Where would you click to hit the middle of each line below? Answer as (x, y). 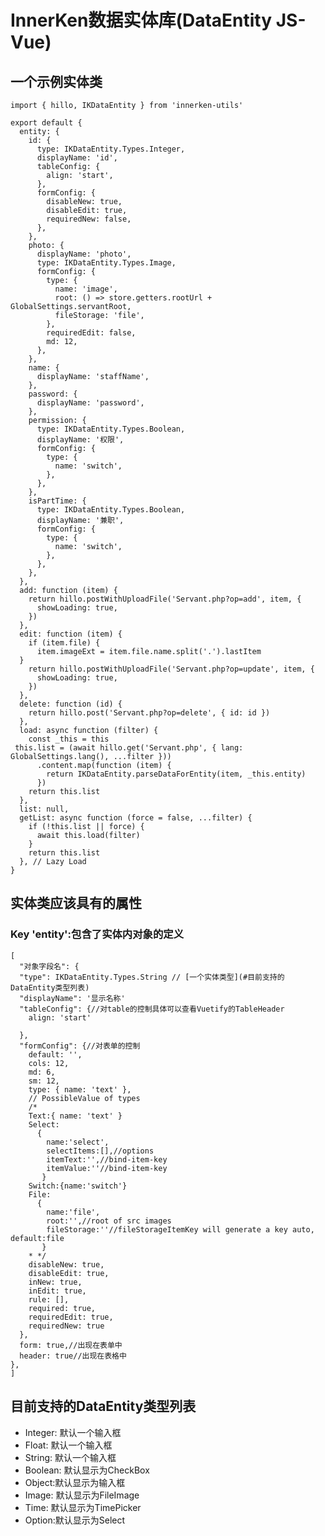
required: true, (62, 1308)
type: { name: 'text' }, (80, 1089)
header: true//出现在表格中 (73, 1356)
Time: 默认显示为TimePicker (83, 1507)
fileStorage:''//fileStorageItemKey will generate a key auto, (180, 1229)
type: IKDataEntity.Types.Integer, (111, 149)
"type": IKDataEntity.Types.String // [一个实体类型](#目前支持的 (152, 977)
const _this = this (69, 739)
